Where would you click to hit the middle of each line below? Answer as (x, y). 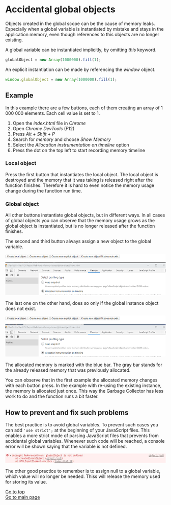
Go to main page (23, 497)
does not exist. (21, 308)
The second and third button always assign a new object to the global (78, 242)
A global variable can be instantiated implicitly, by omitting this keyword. (81, 50)
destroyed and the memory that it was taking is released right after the (79, 180)
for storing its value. (26, 482)
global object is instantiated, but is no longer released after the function (80, 226)
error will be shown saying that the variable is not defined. (66, 447)
